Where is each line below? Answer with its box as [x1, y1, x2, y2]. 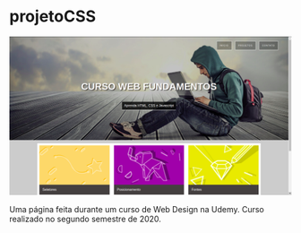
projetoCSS [9, 6, 97, 27]
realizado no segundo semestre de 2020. [9, 213, 161, 224]
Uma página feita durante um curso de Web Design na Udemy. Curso [9, 203, 264, 214]
